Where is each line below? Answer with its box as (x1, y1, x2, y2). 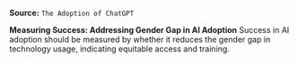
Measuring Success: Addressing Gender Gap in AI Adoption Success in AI (9, 25, 290, 35)
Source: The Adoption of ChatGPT (9, 8, 135, 18)
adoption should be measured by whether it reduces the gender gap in (9, 35, 271, 44)
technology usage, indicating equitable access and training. (9, 43, 231, 54)
